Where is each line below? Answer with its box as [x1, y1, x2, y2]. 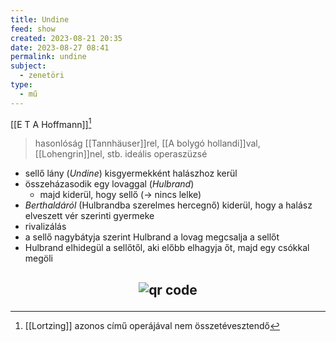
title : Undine [10, 14, 70, 25]
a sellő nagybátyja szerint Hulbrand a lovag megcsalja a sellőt [24, 231, 280, 243]
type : [10, 80, 33, 90]
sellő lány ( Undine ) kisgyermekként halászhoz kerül [24, 167, 238, 180]
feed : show [10, 24, 56, 34]
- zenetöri [19, 71, 65, 81]
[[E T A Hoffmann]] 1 [10, 116, 92, 130]
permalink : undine [10, 52, 87, 62]
